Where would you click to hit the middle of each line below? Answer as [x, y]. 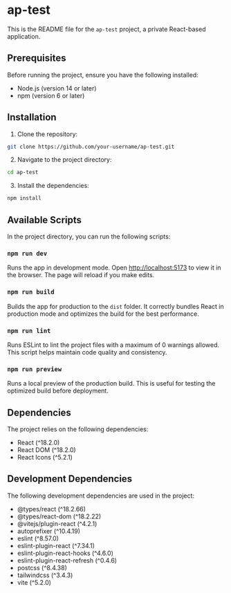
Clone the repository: [47, 134]
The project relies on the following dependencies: [78, 429]
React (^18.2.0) [38, 442]
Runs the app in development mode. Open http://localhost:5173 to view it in [114, 267]
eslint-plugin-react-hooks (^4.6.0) [65, 553]
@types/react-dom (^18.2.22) [59, 516]
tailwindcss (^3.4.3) [45, 575]
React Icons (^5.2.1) [45, 457]
